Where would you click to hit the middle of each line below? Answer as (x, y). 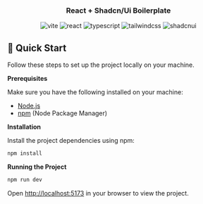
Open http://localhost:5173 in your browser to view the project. (98, 193)
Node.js (29, 106)
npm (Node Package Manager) (62, 113)
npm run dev (25, 179)
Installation (24, 127)
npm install (25, 153)
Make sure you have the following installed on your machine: (95, 92)
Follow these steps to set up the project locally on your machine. (101, 65)
